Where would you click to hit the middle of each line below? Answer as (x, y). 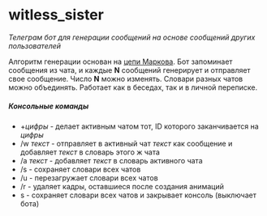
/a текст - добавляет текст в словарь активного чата (111, 160)
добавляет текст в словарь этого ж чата (90, 152)
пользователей (35, 45)
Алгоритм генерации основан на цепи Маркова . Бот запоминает (121, 61)
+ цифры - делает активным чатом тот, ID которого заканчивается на (140, 126)
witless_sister (56, 15)
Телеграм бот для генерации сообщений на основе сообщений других (132, 37)
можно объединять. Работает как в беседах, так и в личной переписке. (133, 87)
